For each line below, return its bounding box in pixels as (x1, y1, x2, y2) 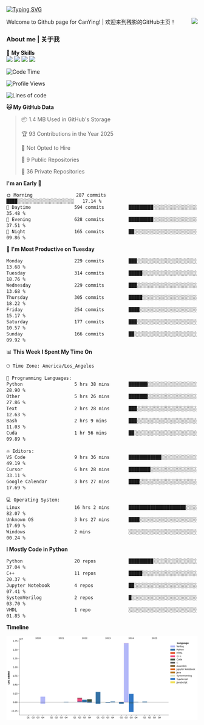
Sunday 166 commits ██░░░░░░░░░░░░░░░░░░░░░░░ (6, 331, 197, 337)
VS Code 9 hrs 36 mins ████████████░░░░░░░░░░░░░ (6, 454, 197, 461)
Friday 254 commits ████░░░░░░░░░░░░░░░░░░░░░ (6, 307, 197, 313)
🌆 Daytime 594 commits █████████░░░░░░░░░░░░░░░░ (6, 205, 197, 211)
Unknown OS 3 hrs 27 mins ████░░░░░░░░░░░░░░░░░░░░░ (6, 517, 197, 523)
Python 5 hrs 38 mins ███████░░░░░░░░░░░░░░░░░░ (6, 381, 197, 388)
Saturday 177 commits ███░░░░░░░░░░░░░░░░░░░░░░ (6, 319, 197, 325)
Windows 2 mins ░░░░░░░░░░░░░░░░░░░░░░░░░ (6, 529, 197, 535)
